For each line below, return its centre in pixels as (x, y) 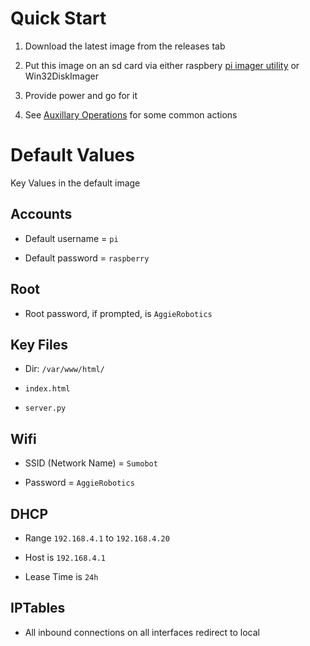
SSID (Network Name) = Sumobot (91, 463)
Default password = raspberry (87, 258)
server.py (45, 408)
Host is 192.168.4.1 (65, 557)
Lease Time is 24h (61, 576)
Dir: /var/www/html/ (64, 369)
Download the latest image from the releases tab (125, 46)
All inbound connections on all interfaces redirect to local (142, 632)
